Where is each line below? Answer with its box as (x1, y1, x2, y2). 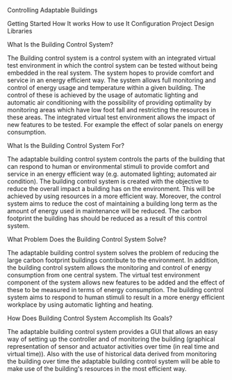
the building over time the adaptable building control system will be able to (7, 357, 221, 365)
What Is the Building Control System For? (7, 142, 125, 149)
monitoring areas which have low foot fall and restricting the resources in (7, 106, 217, 114)
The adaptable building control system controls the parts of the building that (7, 155, 226, 163)
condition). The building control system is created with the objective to (7, 177, 210, 185)
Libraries (7, 27, 33, 35)
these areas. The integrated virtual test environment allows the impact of (7, 113, 215, 121)
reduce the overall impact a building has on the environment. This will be (7, 185, 215, 192)
